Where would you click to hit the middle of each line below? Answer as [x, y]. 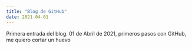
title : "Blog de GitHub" [37, 11]
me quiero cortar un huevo [38, 40]
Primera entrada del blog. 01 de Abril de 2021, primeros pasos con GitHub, [96, 33]
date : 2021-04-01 [27, 17]
